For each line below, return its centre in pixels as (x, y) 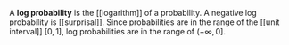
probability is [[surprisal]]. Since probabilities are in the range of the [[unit (144, 22)
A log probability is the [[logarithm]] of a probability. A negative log (133, 13)
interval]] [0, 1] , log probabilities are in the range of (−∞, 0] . (117, 31)
